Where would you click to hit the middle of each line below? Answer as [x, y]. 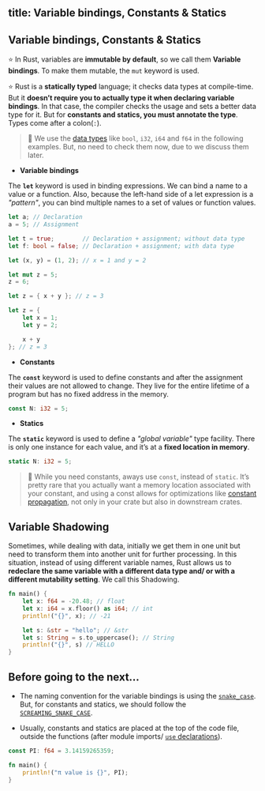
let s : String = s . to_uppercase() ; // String [99, 638]
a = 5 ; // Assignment [44, 224]
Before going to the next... [74, 677]
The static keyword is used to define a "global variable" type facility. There [132, 439]
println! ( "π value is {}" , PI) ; [75, 772]
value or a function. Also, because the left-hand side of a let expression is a [131, 194]
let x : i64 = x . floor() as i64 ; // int [88, 608]
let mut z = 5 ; [33, 275]
